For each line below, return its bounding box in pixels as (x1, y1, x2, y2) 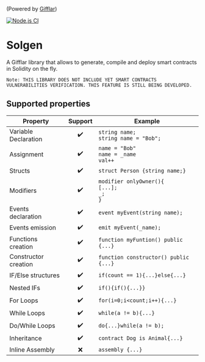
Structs (9, 167, 31, 175)
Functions (9, 234, 38, 243)
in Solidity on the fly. (6, 65, 58, 72)
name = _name (98, 151, 136, 157)
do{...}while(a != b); (98, 322, 165, 329)
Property (22, 117, 49, 125)
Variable (9, 127, 34, 136)
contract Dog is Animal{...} (98, 335, 183, 342)
